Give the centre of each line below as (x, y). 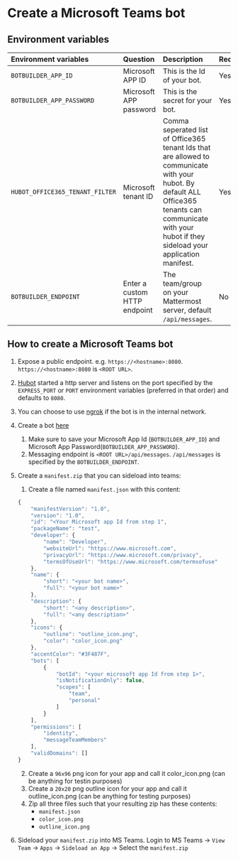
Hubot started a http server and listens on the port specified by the (115, 382)
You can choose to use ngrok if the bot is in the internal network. (112, 411)
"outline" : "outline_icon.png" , (91, 634)
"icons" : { (47, 628)
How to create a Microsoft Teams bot (90, 344)
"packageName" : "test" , (66, 529)
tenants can (182, 210)
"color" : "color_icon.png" (83, 641)
